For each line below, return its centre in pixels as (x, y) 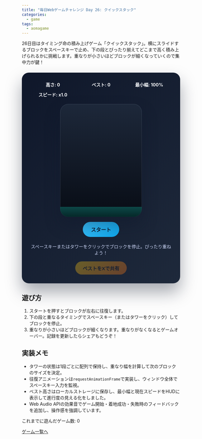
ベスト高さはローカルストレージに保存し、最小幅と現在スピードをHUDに (104, 391)
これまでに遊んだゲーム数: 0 (51, 421)
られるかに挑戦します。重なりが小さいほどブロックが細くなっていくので (100, 56)
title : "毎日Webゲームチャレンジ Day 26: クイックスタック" (79, 10)
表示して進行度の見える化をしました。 (69, 397)
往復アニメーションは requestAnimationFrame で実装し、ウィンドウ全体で (103, 379)
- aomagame (38, 29)
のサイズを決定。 (47, 372)
